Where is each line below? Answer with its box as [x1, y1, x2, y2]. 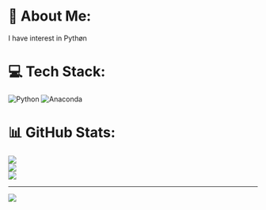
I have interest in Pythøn [8, 33, 87, 43]
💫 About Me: [8, 7, 92, 25]
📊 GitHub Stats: [8, 124, 116, 142]
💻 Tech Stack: [8, 63, 106, 81]
